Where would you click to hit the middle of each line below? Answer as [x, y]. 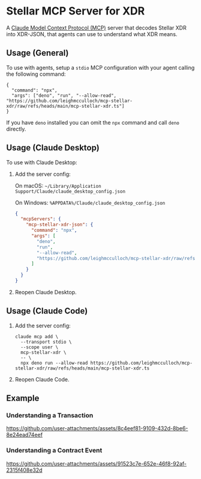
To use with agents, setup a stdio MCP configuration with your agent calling [100, 67]
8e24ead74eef [25, 435]
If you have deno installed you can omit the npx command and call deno [93, 122]
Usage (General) [37, 53]
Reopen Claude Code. [42, 379]
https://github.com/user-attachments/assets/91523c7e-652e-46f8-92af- [97, 463]
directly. [16, 129]
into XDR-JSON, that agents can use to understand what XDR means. [92, 34]
